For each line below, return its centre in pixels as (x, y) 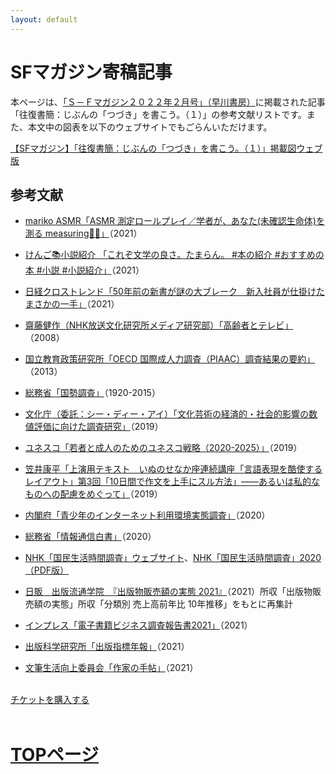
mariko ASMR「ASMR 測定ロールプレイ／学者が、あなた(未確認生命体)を (174, 221)
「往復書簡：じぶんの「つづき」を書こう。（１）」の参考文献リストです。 (158, 114)
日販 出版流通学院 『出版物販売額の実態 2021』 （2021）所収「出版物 (168, 592)
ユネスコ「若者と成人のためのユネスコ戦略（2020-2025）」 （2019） (163, 448)
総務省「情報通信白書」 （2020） (90, 537)
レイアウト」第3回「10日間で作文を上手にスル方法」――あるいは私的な (172, 482)
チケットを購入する (50, 700)
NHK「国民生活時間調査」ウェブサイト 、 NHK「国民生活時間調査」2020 (173, 558)
